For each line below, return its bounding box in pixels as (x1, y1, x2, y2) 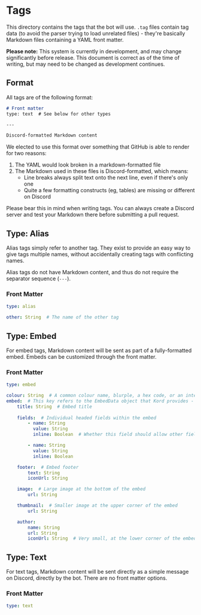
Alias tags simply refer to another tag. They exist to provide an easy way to (6, 244, 191, 252)
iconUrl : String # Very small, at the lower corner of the (28, 535, 181, 542)
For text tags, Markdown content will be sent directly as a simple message (6, 568, 189, 575)
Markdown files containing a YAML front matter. (6, 36, 124, 43)
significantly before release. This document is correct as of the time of (6, 54, 180, 61)
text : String (28, 469, 60, 476)
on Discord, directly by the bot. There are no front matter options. (6, 574, 167, 581)
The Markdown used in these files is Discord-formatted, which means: (14, 168, 188, 175)
